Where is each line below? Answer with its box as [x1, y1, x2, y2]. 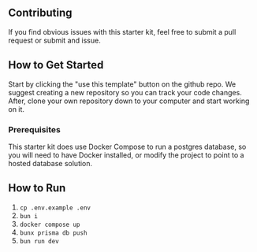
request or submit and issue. [8, 35, 101, 45]
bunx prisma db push [19, 228, 88, 237]
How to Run [8, 181, 66, 195]
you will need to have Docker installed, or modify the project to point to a [8, 150, 244, 160]
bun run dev [19, 237, 59, 245]
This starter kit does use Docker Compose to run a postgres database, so [8, 142, 247, 151]
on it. [8, 104, 25, 113]
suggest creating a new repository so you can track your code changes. [8, 87, 242, 97]
